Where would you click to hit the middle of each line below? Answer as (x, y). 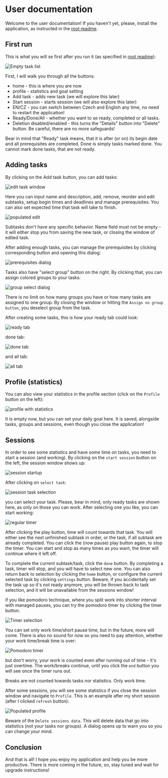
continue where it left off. (31, 554)
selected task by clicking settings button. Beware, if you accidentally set (81, 580)
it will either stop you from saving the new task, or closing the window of (80, 232)
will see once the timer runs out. (38, 671)
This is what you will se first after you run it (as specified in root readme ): (81, 56)
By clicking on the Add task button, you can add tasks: (61, 177)
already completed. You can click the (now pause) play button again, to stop (84, 543)
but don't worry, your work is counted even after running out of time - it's (81, 660)
